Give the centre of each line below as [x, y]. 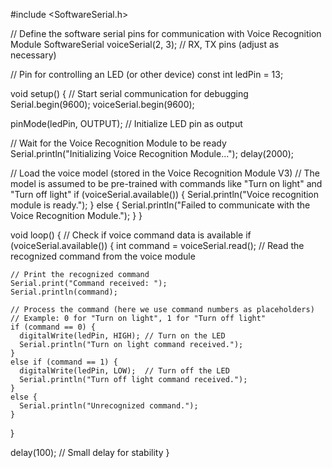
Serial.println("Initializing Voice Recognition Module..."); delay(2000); [152, 153]
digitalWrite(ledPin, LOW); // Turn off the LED [124, 371]
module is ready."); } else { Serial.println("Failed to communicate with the [160, 205]
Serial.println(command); [64, 292]
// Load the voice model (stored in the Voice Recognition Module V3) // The [165, 173]
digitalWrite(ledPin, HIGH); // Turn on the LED [122, 336]
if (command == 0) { [53, 327]
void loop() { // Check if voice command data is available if [131, 235]
